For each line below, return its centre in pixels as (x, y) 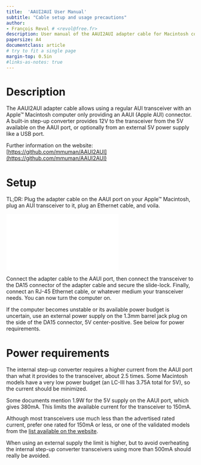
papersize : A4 (24, 40)
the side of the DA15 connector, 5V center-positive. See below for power (95, 323)
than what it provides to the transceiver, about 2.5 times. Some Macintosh (97, 376)
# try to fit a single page (41, 51)
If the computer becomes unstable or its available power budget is (88, 309)
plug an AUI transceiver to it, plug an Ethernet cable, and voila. (83, 205)
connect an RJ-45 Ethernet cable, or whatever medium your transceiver (95, 291)
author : (16, 23)
